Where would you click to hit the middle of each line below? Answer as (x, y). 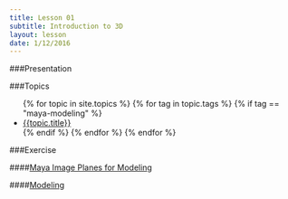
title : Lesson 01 (42, 18)
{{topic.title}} (47, 123)
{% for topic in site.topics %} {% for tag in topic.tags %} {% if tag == (151, 104)
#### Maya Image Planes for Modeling (81, 167)
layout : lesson (38, 34)
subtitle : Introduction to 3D (67, 26)
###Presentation (41, 69)
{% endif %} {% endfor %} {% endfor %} (99, 133)
